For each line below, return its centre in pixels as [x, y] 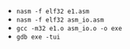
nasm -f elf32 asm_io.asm [60, 20]
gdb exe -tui [38, 37]
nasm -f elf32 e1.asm [52, 11]
